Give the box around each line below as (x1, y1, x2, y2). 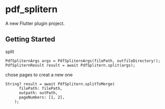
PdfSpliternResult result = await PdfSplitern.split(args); (5, 62, 136, 68)
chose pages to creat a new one (5, 71, 73, 78)
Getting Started (5, 35, 56, 44)
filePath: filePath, (18, 86, 63, 91)
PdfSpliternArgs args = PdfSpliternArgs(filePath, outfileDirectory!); (5, 58, 160, 63)
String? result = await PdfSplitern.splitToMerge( (5, 81, 115, 87)
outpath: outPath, (18, 90, 58, 95)
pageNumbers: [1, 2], (18, 95, 65, 100)
